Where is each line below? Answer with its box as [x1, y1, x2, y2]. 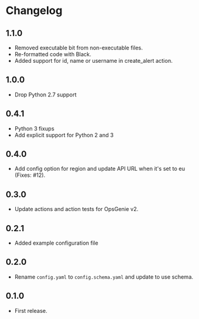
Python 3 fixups [14, 124, 55, 132]
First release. [14, 307, 47, 314]
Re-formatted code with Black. [14, 51, 92, 58]
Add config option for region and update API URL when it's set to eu [14, 165, 185, 173]
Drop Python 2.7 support [14, 91, 77, 98]
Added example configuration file [14, 239, 99, 247]
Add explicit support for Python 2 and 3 [14, 131, 114, 138]
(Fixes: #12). [14, 171, 46, 179]
